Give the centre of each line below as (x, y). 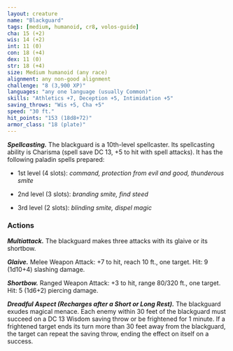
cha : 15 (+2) (26, 33)
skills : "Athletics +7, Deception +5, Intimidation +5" (90, 99)
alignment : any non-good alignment (59, 79)
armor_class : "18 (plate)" (47, 124)
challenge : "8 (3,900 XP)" (47, 85)
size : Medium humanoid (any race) (58, 72)
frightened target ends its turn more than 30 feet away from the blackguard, (116, 326)
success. (20, 341)
